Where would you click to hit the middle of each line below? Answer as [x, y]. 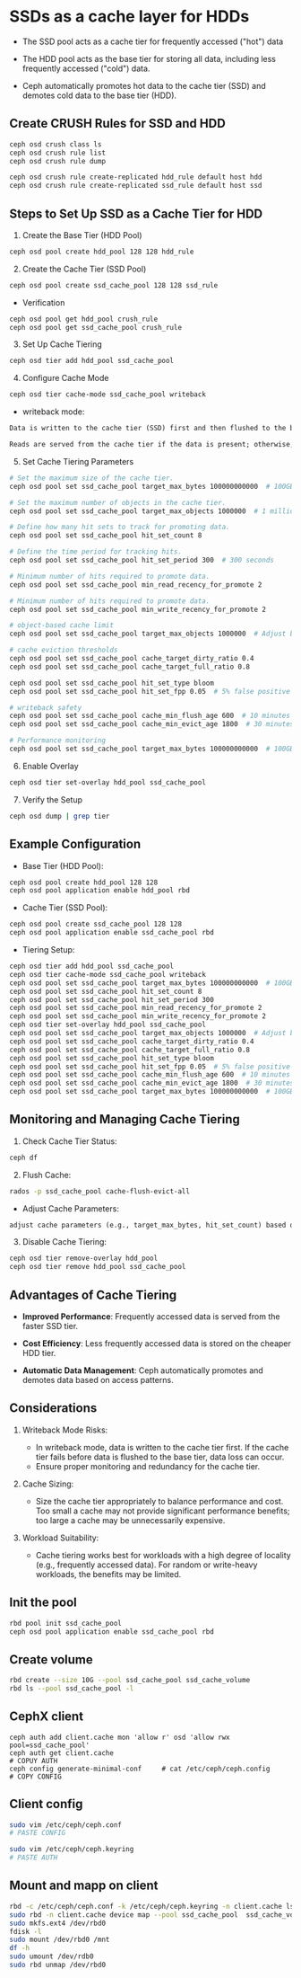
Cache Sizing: [48, 1484]
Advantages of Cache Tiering [93, 1295]
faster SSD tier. [50, 1326]
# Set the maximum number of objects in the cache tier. [118, 502]
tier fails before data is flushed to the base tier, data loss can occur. [160, 1457]
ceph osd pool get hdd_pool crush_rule [84, 319]
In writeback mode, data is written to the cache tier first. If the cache [162, 1447]
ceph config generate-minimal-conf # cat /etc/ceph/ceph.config [140, 1769]
